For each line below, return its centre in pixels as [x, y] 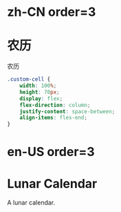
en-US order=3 [51, 152]
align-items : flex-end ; [54, 118]
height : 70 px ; [40, 92]
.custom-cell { [29, 79]
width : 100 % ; [38, 86]
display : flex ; [41, 98]
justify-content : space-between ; [67, 111]
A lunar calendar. [31, 203]
